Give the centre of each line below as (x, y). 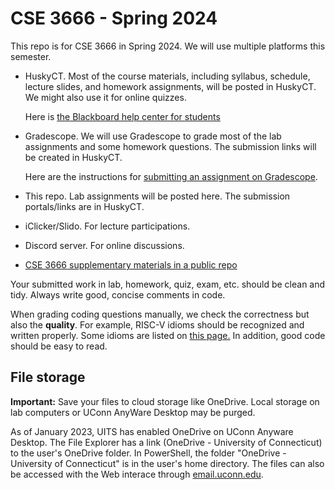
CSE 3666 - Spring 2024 (114, 18)
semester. (31, 56)
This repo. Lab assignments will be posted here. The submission (157, 196)
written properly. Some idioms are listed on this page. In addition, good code (168, 335)
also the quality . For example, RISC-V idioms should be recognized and (157, 324)
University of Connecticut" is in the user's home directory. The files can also (167, 463)
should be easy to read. (59, 346)
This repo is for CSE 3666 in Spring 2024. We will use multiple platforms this (168, 46)
